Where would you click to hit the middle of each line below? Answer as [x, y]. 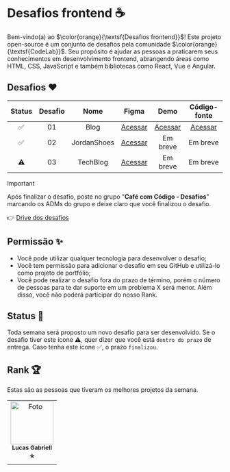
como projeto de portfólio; [54, 273]
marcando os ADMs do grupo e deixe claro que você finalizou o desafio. [109, 203]
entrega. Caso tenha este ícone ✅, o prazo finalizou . [82, 347]
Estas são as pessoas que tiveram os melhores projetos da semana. [103, 390]
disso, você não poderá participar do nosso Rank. [87, 295]
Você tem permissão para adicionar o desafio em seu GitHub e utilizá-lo [118, 265]
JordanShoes [93, 142]
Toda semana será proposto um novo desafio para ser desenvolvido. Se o [111, 332]
